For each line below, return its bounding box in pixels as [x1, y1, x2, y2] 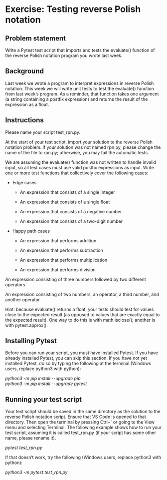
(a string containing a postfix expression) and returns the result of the [5, 96, 148, 102]
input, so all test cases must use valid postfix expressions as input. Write [5, 164, 155, 170]
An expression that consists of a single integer [19, 189, 116, 195]
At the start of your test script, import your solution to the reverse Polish [5, 139, 153, 145]
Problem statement [5, 34, 66, 42]
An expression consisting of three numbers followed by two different [5, 276, 146, 282]
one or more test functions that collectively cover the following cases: [5, 170, 149, 176]
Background [5, 67, 44, 75]
